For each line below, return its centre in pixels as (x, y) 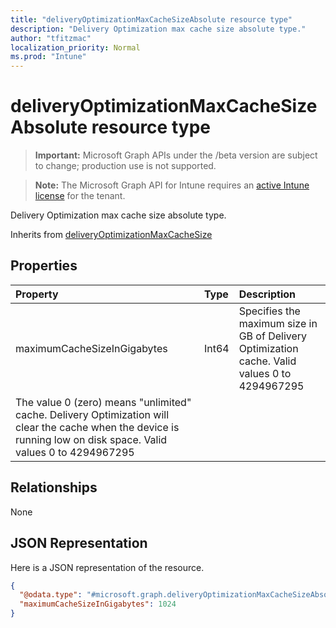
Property (37, 294)
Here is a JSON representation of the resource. (107, 567)
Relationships (54, 487)
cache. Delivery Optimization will (92, 414)
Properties (44, 266)
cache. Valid (267, 361)
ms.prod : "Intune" (48, 57)
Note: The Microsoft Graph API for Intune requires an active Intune (172, 185)
